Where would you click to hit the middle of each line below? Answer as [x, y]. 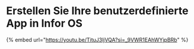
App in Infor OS [44, 23]
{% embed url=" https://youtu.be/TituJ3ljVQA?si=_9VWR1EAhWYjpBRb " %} [97, 40]
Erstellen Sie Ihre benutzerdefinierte [97, 11]
